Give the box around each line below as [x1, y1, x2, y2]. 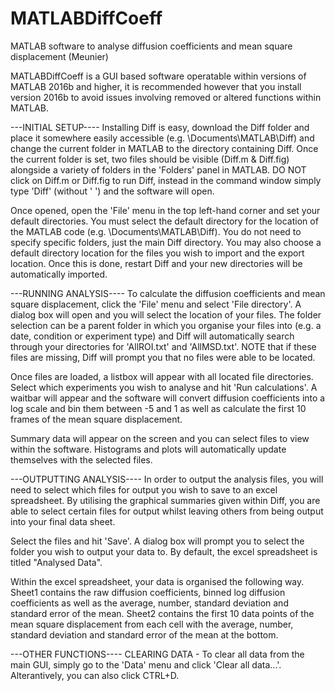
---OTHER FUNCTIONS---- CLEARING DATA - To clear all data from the [10, 648, 305, 660]
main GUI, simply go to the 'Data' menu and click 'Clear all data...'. [10, 658, 282, 671]
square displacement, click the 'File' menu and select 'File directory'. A [10, 298, 302, 310]
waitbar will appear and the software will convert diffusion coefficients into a [10, 392, 326, 404]
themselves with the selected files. [10, 453, 153, 466]
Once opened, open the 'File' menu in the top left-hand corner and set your [10, 204, 321, 216]
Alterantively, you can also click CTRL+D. [10, 669, 180, 681]
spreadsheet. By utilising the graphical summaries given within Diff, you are [10, 494, 321, 506]
